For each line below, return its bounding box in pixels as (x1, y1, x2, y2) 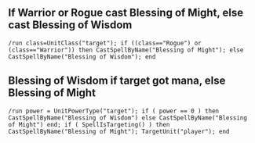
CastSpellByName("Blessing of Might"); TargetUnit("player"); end (8, 127, 230, 135)
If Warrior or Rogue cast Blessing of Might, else (8, 6, 244, 20)
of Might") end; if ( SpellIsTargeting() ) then (8, 120, 170, 128)
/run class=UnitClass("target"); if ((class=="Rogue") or (8, 39, 202, 47)
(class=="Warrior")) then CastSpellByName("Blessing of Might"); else (8, 46, 244, 54)
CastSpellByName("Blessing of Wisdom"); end (8, 52, 156, 61)
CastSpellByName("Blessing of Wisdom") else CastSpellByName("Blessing (8, 113, 247, 122)
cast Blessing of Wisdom (8, 19, 133, 32)
